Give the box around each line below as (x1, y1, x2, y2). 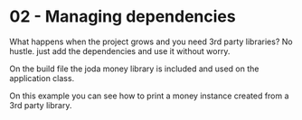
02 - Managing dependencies (9, 6, 237, 27)
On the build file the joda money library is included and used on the (9, 63, 260, 74)
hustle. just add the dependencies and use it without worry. (9, 45, 231, 56)
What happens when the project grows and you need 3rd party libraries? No (9, 36, 293, 47)
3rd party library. (9, 99, 72, 110)
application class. (9, 72, 75, 83)
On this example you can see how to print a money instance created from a (9, 90, 289, 101)
